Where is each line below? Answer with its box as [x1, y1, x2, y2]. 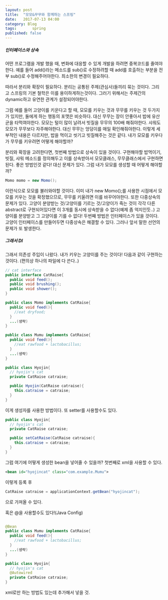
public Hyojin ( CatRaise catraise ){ [10, 383, 84, 388]
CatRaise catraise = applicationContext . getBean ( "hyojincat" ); [5, 489, 140, 494]
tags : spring [5, 26, 46, 31]
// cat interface [5, 267, 42, 273]
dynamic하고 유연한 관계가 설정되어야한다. [5, 96, 89, 102]
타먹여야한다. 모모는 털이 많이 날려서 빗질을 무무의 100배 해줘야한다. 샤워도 [14, 119, 161, 126]
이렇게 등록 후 [5, 479, 33, 485]
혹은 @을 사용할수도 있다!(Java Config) [5, 510, 83, 516]
